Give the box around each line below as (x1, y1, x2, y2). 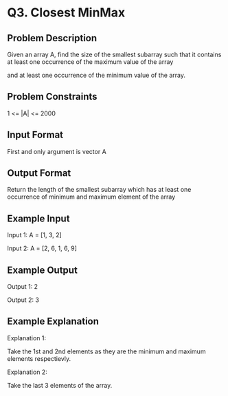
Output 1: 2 (7, 283, 38, 291)
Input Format (7, 129, 64, 141)
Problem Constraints (7, 91, 98, 102)
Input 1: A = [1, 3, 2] (7, 231, 62, 239)
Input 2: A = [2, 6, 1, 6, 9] (7, 244, 78, 252)
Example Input (7, 212, 70, 224)
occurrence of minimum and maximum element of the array (7, 192, 176, 201)
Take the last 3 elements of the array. (7, 381, 113, 389)
